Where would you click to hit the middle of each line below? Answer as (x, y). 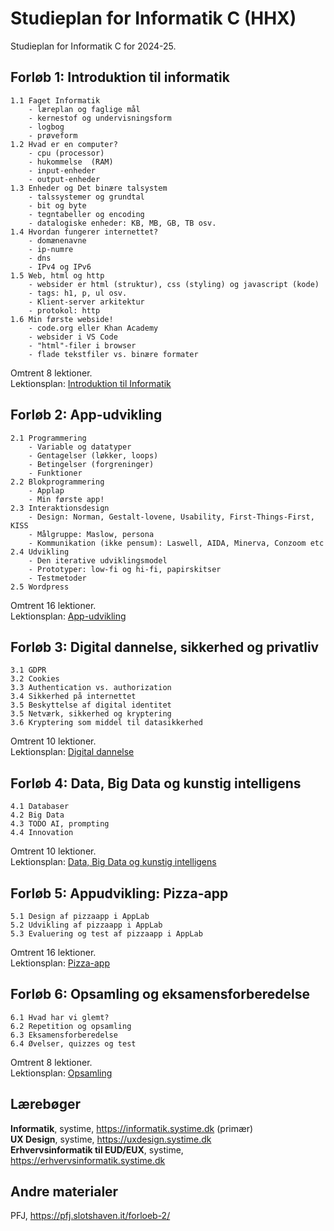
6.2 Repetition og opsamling (71, 1026)
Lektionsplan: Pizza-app (60, 963)
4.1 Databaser (40, 807)
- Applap (46, 490)
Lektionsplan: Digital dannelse (72, 752)
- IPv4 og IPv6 (60, 267)
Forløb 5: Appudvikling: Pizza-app (119, 893)
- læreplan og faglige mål (84, 109)
